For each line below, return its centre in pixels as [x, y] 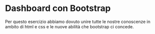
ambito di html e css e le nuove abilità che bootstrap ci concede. [69, 26]
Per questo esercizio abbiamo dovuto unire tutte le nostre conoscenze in [78, 22]
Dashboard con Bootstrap [58, 8]
